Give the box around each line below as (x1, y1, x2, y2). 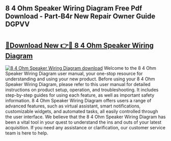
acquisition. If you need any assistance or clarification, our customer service (5, 125, 166, 130)
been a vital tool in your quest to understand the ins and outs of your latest (5, 119, 162, 125)
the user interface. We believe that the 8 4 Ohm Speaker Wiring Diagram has (5, 114, 166, 120)
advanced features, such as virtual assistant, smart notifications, (5, 103, 141, 109)
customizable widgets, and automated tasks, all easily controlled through (5, 108, 158, 114)
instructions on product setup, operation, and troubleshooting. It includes (5, 87, 159, 93)
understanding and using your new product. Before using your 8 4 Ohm (5, 76, 155, 82)
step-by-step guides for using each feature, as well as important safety (5, 92, 155, 98)
